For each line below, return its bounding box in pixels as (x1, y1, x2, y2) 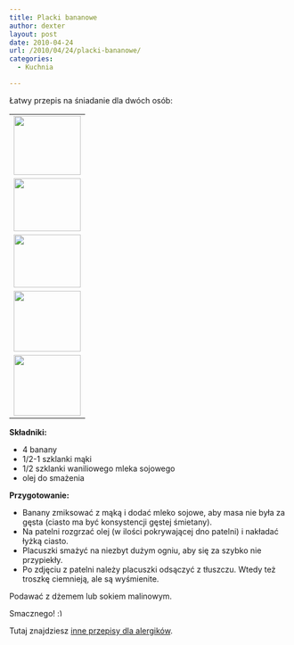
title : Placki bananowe (9, 12, 98, 22)
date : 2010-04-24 (9, 37, 74, 47)
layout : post (9, 29, 58, 38)
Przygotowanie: (9, 490, 69, 500)
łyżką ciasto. (21, 535, 69, 546)
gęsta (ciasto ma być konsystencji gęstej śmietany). (21, 517, 212, 527)
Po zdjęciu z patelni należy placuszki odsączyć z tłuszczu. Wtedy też (21, 564, 276, 575)
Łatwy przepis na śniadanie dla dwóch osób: (9, 95, 174, 105)
